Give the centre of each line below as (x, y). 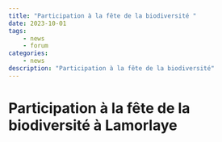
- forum (36, 46)
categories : (28, 53)
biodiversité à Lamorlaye (93, 125)
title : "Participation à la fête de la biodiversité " (103, 16)
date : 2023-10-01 (38, 23)
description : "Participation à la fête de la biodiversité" (112, 69)
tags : (17, 31)
